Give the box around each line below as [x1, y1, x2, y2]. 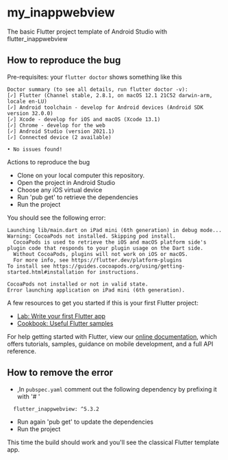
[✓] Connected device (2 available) [7, 133, 112, 141]
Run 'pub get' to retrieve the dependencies [16, 193, 138, 201]
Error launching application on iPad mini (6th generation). [7, 286, 186, 294]
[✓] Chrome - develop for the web [7, 122, 106, 129]
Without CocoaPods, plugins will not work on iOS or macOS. [13, 251, 188, 257]
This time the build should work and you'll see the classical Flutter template [7, 438, 220, 446]
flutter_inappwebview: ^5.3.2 [13, 405, 99, 412]
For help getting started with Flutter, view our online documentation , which [7, 332, 218, 340]
